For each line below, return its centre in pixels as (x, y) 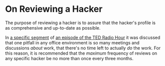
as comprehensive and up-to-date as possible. (53, 28)
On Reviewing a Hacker (54, 9)
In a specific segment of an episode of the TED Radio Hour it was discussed (83, 37)
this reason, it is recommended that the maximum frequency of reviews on (81, 53)
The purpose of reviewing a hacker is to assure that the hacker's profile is (81, 23)
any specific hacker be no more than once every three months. (69, 58)
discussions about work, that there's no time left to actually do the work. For (83, 48)
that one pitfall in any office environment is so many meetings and (72, 42)
